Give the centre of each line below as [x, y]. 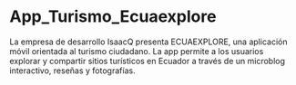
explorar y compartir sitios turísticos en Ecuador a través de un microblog [147, 61]
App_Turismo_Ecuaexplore [113, 17]
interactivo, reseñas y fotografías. [72, 71]
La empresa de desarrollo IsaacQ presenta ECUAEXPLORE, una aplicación [148, 42]
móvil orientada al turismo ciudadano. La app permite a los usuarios [137, 51]
